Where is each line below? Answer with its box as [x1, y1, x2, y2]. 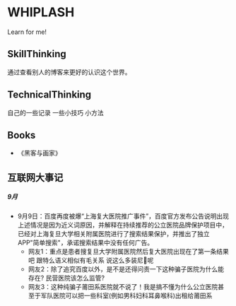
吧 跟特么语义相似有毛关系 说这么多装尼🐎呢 [28, 256, 154, 264]
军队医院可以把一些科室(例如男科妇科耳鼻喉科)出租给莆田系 [40, 291, 213, 300]
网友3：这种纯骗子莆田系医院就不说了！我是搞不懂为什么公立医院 [28, 282, 218, 290]
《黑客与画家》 [17, 149, 61, 158]
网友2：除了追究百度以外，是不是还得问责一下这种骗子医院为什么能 [28, 264, 225, 273]
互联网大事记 [7, 171, 64, 184]
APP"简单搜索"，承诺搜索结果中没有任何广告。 [17, 238, 154, 247]
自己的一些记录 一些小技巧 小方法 [7, 108, 104, 117]
